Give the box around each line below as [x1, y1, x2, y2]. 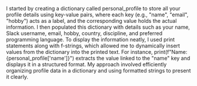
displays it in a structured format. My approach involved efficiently [6, 61, 167, 68]
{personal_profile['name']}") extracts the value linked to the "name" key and [6, 55, 191, 61]
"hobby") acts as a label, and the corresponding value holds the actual [6, 18, 177, 24]
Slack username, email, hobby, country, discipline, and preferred [6, 30, 163, 37]
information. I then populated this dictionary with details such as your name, [6, 23, 190, 30]
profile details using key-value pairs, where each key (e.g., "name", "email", [6, 11, 189, 18]
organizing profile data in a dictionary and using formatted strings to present [6, 67, 191, 74]
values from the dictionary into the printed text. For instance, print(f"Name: [6, 49, 188, 55]
